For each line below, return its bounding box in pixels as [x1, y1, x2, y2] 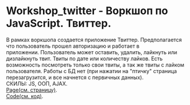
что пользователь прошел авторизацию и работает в [6, 42, 140, 50]
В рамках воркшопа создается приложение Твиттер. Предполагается [6, 36, 182, 43]
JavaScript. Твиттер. [6, 17, 112, 30]
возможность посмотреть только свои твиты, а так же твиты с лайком [6, 61, 185, 68]
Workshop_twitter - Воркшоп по [6, 4, 168, 18]
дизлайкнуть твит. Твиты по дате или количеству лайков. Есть [6, 55, 163, 62]
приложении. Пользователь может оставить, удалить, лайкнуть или [6, 48, 178, 55]
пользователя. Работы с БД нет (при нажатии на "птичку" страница [6, 67, 177, 74]
